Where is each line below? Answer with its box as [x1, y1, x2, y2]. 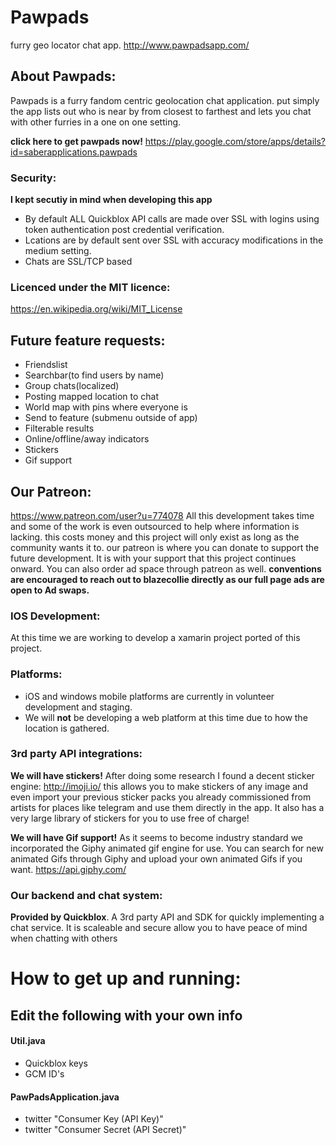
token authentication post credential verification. [24, 224, 225, 236]
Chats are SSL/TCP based [24, 256, 133, 268]
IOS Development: [10, 609, 101, 623]
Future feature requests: [10, 332, 166, 349]
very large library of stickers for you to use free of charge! [10, 812, 250, 824]
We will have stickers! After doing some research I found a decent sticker [10, 769, 315, 781]
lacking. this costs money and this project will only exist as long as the [10, 531, 300, 543]
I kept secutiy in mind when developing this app [10, 194, 213, 206]
